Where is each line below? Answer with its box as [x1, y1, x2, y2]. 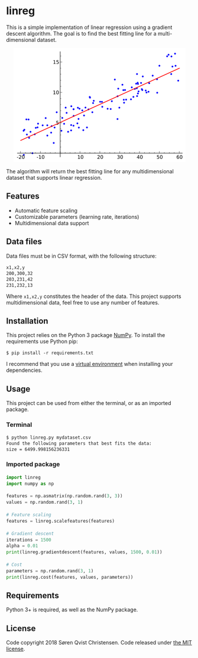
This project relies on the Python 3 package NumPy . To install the [6, 332, 165, 339]
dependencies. [6, 367, 43, 374]
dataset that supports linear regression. [6, 174, 102, 181]
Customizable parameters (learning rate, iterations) [14, 213, 139, 220]
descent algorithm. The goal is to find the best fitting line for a [6, 30, 157, 37]
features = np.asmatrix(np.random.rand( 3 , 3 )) [6, 493, 123, 499]
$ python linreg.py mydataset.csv [6, 435, 92, 441]
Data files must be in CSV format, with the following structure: [6, 252, 157, 260]
